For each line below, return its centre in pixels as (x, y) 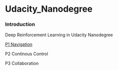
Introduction (20, 24)
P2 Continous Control (27, 54)
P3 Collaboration (22, 63)
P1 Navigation (19, 45)
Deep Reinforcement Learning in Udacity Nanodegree (59, 35)
